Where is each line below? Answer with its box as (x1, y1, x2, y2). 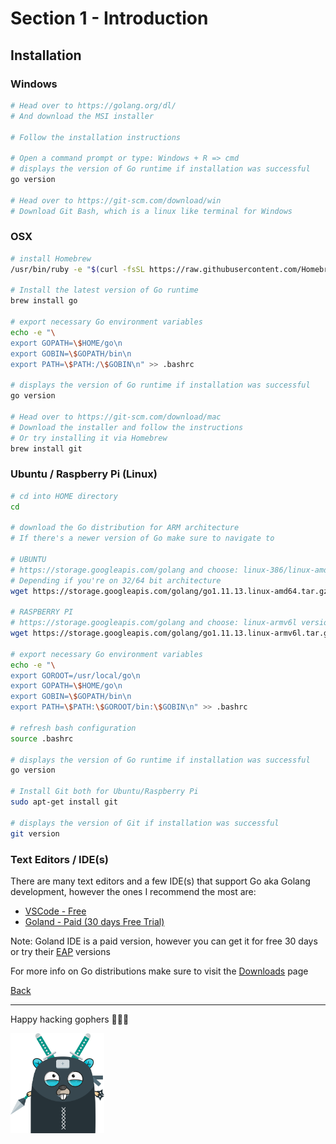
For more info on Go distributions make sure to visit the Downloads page (10, 965, 309, 977)
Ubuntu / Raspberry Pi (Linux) (10, 467, 158, 481)
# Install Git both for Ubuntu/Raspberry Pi (10, 787, 199, 797)
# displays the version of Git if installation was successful (10, 818, 280, 828)
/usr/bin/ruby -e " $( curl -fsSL (10, 264, 145, 274)
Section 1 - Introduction (10, 7, 209, 30)
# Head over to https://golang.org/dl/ (10, 100, 177, 111)
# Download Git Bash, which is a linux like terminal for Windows (10, 206, 293, 216)
